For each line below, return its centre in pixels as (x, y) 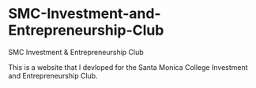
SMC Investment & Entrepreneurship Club (76, 52)
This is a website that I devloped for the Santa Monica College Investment (128, 67)
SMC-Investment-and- (85, 14)
